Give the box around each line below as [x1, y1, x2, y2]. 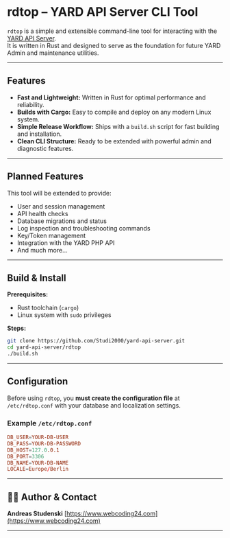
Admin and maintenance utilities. [7, 49, 99, 57]
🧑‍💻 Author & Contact [7, 491, 97, 503]
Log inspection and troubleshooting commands [16, 224, 151, 232]
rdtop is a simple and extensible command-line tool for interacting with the [7, 27, 218, 35]
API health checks [16, 209, 68, 218]
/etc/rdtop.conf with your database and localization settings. [7, 401, 181, 409]
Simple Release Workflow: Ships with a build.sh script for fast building [16, 122, 220, 130]
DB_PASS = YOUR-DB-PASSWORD [7, 440, 81, 447]
